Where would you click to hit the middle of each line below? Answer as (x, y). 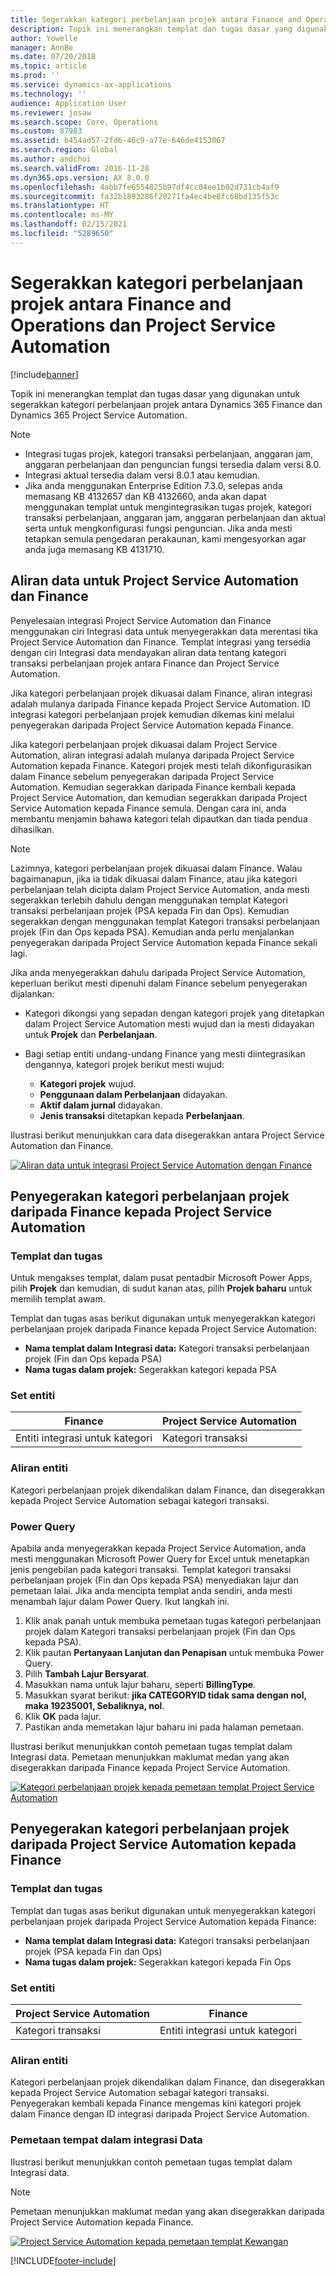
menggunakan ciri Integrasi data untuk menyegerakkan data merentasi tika (164, 631)
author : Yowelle (44, 38)
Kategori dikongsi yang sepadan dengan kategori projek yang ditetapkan (174, 1013)
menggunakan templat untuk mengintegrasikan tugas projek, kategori (168, 507)
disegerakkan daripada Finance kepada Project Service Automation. (150, 1768)
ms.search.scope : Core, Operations (84, 122)
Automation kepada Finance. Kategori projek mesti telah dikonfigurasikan (161, 765)
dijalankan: (32, 993)
